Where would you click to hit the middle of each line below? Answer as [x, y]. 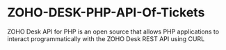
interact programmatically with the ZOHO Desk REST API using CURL [106, 38]
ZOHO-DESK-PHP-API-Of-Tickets [106, 13]
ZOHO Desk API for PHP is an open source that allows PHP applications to [113, 32]
